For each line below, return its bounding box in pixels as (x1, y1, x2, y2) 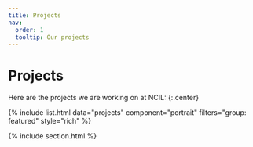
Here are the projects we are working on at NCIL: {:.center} (8, 93, 199, 102)
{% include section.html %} (8, 131, 97, 141)
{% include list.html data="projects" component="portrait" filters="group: (8, 108, 247, 117)
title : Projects (8, 11, 61, 20)
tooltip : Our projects (15, 33, 90, 41)
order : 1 (15, 26, 44, 34)
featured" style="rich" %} (8, 117, 92, 126)
